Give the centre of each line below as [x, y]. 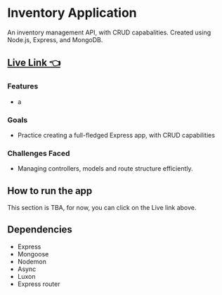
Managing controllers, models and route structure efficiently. [105, 169]
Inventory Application [72, 13]
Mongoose [33, 254]
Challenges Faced [39, 153]
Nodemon [32, 261]
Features [23, 86]
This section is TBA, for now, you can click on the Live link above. [102, 208]
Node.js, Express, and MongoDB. [55, 39]
